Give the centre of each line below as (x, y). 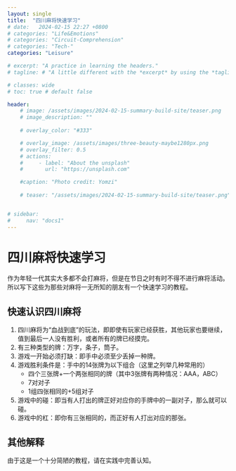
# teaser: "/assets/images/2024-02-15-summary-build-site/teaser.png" (125, 195)
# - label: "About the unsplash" (75, 163)
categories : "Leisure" (40, 54)
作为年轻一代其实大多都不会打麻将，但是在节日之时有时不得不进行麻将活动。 (118, 278)
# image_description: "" (56, 118)
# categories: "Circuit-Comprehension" (66, 40)
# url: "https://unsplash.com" (75, 170)
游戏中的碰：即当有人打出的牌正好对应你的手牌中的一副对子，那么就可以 (122, 400)
